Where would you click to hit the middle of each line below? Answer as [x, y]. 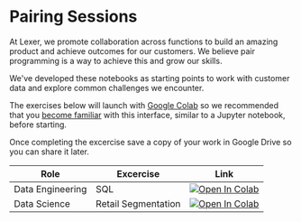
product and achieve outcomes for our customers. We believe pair [132, 51]
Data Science [42, 203]
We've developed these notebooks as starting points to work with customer [150, 78]
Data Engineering [50, 189]
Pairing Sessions [73, 17]
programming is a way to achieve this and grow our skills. [116, 60]
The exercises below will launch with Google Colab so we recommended [144, 105]
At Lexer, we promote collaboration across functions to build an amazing [144, 42]
